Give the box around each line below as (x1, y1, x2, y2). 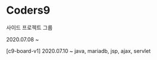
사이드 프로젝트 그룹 (6, 24, 53, 31)
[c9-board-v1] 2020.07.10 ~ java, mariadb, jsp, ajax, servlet (6, 47, 151, 54)
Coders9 (6, 4, 51, 17)
